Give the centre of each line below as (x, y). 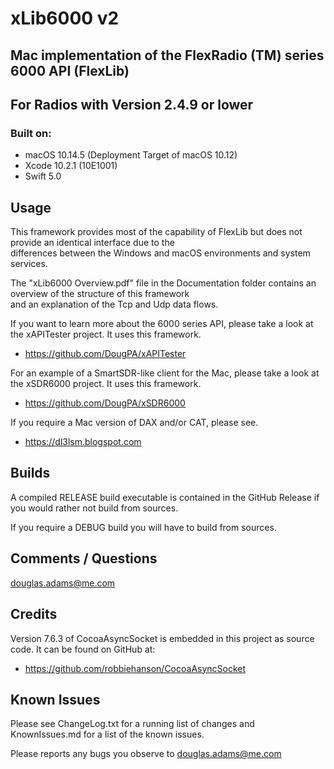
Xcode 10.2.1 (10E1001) (71, 166)
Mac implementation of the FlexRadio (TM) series (167, 55)
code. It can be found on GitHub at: (83, 649)
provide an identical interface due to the (92, 243)
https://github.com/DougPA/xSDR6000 (105, 403)
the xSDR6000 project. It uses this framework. (106, 384)
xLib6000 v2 (65, 18)
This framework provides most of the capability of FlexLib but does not (156, 232)
